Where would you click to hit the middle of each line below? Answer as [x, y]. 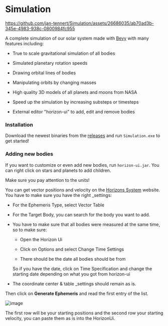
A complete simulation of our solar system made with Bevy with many [77, 38]
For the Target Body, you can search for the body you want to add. [81, 214]
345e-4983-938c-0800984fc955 [40, 28]
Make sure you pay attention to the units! [47, 180]
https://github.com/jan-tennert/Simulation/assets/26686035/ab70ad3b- [79, 23]
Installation [19, 125]
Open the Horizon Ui [41, 239]
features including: [25, 43]
